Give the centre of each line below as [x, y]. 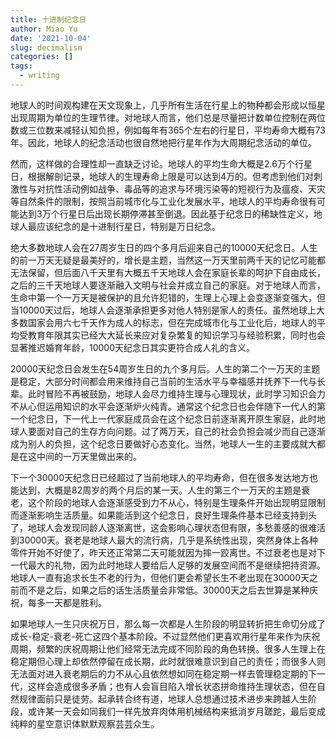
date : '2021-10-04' [51, 38]
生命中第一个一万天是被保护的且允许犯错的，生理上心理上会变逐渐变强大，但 [168, 297]
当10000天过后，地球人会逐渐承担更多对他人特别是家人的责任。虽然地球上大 [168, 310]
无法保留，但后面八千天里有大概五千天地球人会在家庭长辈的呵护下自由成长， [168, 272]
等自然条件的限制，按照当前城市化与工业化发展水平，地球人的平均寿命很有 [163, 201]
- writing [39, 76]
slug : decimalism [46, 47]
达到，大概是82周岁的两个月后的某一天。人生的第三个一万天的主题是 [160, 490]
